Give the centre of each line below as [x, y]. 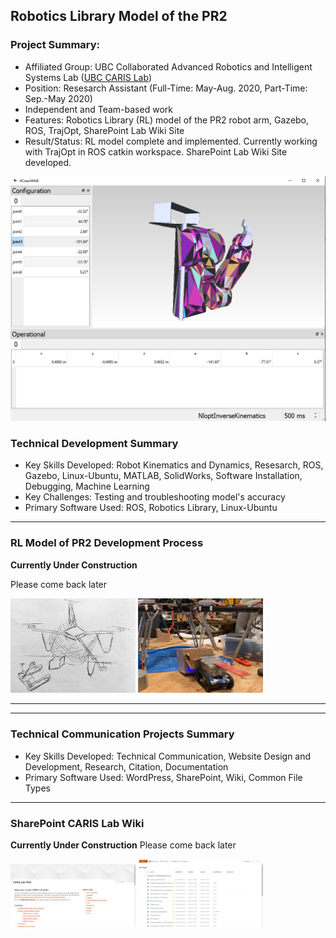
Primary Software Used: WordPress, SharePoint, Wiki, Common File [163, 777]
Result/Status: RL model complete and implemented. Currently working [171, 141]
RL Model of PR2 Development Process [107, 543]
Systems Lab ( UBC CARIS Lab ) [88, 77]
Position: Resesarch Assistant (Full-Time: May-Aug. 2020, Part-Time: [166, 88]
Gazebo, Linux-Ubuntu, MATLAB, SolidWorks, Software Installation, [163, 476]
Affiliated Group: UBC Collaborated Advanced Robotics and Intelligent [168, 66]
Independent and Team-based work [98, 109]
